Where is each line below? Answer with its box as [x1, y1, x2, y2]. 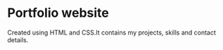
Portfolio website [7, 5, 109, 21]
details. [7, 35, 29, 44]
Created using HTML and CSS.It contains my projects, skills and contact [7, 28, 217, 37]
